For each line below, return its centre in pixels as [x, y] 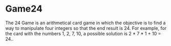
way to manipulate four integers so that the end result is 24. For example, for [86, 28]
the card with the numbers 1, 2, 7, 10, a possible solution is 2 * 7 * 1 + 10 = [83, 33]
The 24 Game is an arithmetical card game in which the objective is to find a [85, 23]
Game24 [24, 9]
